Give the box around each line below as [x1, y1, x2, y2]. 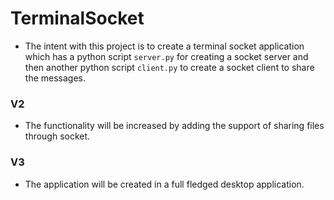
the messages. [24, 72, 86, 84]
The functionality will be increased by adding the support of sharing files [24, 120, 325, 132]
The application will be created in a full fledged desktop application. [24, 178, 305, 190]
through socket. [24, 130, 91, 142]
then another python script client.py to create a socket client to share [24, 61, 315, 73]
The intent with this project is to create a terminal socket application [24, 40, 305, 52]
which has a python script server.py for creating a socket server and [24, 50, 309, 62]
